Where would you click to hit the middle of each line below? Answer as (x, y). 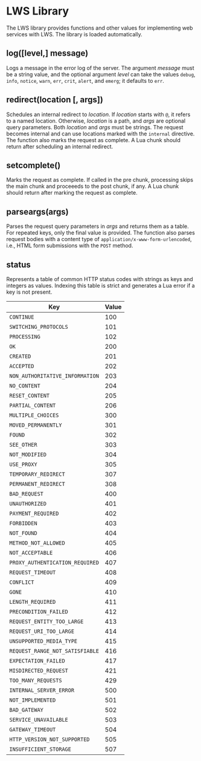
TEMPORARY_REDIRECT (37, 474)
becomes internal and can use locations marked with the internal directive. (101, 134)
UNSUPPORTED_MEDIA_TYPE (43, 641)
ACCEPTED (22, 366)
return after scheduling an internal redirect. (60, 146)
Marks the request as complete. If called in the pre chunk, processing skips (100, 180)
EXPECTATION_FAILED (37, 661)
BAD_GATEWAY (27, 710)
